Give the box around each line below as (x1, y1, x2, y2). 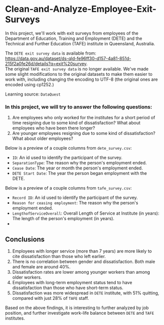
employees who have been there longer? (12, 125, 95, 131)
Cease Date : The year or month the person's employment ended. (12, 165, 143, 171)
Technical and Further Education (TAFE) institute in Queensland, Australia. (5, 40, 155, 46)
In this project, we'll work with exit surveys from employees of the (5, 30, 139, 36)
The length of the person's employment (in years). (12, 216, 115, 222)
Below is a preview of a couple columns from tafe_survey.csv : (5, 185, 132, 191)
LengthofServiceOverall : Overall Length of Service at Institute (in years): (12, 210, 160, 216)
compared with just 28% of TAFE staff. (12, 295, 89, 301)
